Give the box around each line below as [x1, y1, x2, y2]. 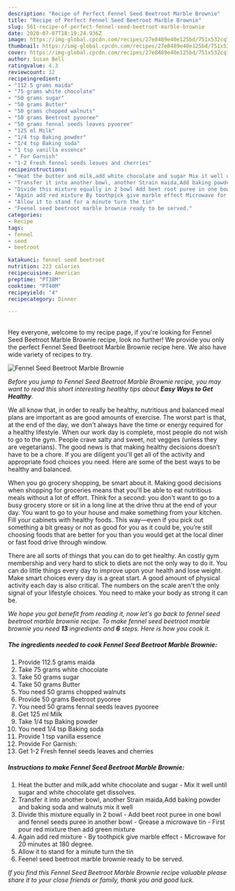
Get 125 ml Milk [17, 710, 63, 719]
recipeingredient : [8, 75, 61, 82]
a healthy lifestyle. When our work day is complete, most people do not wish [8, 428, 228, 436]
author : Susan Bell [8, 56, 65, 63]
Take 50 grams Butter [17, 680, 81, 688]
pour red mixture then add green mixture [17, 825, 135, 834]
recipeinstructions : [8, 165, 68, 173]
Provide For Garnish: [17, 739, 77, 748]
